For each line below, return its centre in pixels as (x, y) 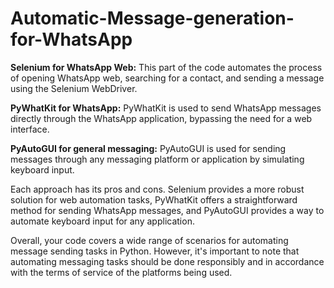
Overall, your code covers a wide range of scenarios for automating (149, 240)
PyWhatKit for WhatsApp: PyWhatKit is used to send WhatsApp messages (166, 108)
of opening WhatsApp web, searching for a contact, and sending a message (167, 78)
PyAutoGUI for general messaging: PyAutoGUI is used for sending (148, 148)
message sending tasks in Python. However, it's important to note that (155, 251)
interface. (30, 129)
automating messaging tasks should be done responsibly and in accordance (167, 261)
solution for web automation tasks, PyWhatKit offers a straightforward (154, 199)
